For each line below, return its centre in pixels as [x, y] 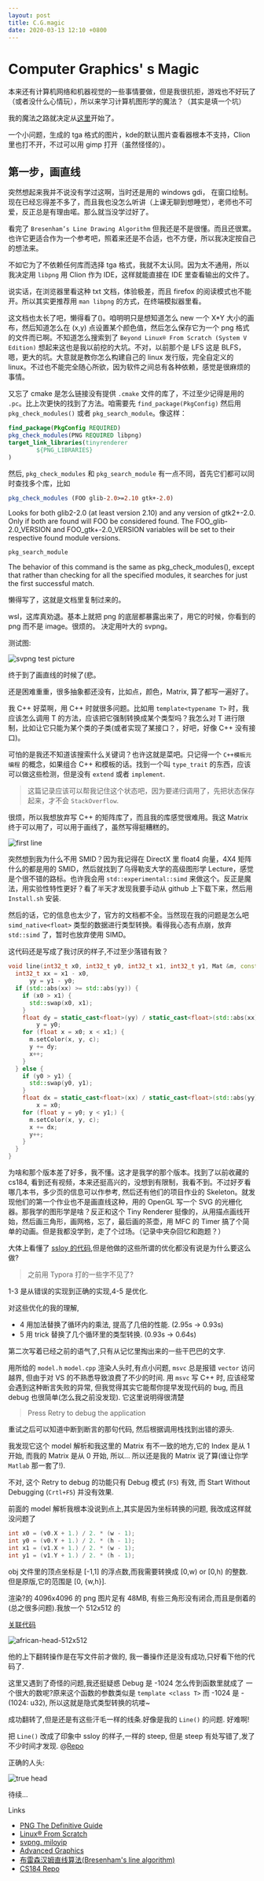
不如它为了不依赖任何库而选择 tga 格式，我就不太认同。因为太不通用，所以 [129, 265]
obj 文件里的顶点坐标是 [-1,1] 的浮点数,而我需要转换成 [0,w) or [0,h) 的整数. [128, 1571]
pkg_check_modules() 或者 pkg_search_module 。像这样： [97, 413]
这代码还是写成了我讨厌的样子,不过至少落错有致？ [88, 951]
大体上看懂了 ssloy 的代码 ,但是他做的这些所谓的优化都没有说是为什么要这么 [130, 1248]
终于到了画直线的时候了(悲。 [54, 675]
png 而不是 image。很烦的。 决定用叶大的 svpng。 [90, 626]
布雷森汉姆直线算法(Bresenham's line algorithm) [97, 1860]
